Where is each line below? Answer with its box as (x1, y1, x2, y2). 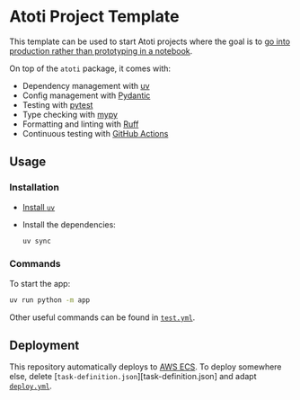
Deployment (9, 338, 80, 353)
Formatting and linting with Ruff (22, 119, 139, 129)
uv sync (22, 236, 51, 245)
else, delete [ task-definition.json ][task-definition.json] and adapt (9, 371, 258, 382)
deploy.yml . (9, 380, 52, 392)
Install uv (22, 201, 56, 212)
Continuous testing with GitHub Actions (22, 128, 169, 138)
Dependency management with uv (22, 80, 150, 91)
